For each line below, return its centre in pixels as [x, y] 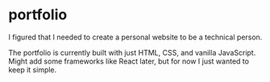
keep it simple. [33, 69]
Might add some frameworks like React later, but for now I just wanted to [129, 61]
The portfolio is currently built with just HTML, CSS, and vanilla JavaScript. [132, 52]
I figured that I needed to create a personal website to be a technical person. [135, 37]
